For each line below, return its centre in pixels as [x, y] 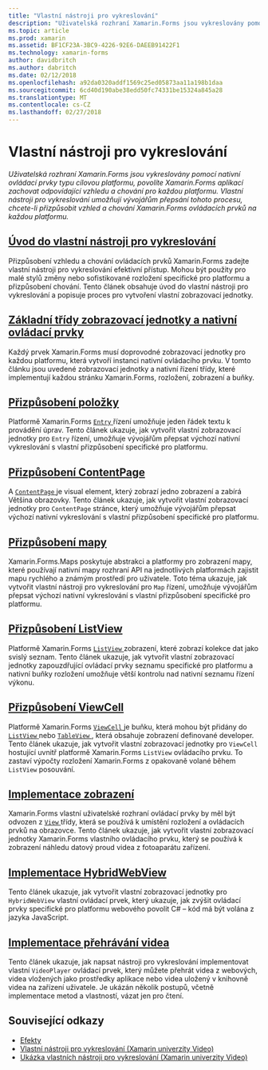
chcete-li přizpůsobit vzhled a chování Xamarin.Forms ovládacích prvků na [132, 208]
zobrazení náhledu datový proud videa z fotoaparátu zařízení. [110, 848]
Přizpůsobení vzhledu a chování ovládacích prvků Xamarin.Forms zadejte [129, 261]
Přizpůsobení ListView [65, 629]
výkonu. [22, 682]
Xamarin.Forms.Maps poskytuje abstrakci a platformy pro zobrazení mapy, [130, 561]
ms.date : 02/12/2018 [43, 75]
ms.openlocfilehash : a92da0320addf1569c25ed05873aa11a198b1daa [116, 82]
